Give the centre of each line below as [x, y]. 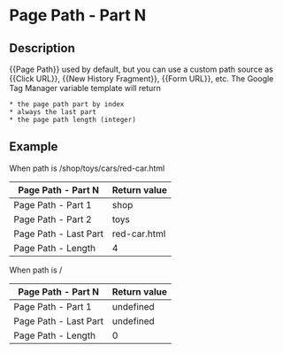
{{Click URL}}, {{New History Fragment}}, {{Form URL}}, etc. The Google [141, 79]
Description [42, 48]
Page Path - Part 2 [53, 219]
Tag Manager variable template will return [85, 88]
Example [34, 147]
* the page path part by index [67, 104]
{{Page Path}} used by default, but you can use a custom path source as [141, 69]
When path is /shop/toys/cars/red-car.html [87, 168]
